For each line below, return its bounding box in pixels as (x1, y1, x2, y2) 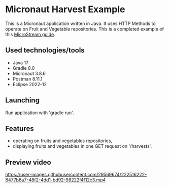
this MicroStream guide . (5, 31, 56, 37)
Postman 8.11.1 (12, 75, 43, 82)
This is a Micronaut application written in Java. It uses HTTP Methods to (5, 20, 156, 26)
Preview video (5, 158, 52, 167)
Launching (5, 96, 40, 105)
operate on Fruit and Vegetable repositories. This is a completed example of (5, 25, 164, 32)
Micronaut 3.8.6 (12, 70, 46, 76)
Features (5, 124, 34, 133)
